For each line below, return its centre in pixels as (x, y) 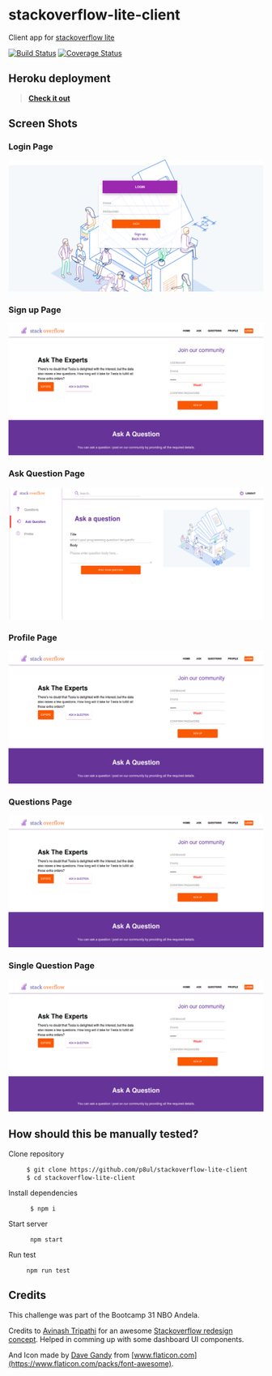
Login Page (31, 147)
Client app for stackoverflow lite (62, 37)
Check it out (49, 98)
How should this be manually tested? (104, 1134)
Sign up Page (35, 310)
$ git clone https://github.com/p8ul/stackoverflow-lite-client (137, 1169)
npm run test (48, 1271)
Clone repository (36, 1154)
